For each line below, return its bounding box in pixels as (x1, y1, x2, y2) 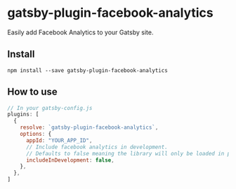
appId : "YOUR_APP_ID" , (25, 136, 93, 144)
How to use (7, 86, 58, 98)
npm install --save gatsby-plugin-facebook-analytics (7, 66, 169, 74)
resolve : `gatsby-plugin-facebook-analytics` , (20, 124, 159, 131)
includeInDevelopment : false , (25, 156, 114, 164)
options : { (20, 131, 52, 138)
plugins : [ (7, 111, 39, 118)
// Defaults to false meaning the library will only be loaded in (25, 150, 225, 157)
